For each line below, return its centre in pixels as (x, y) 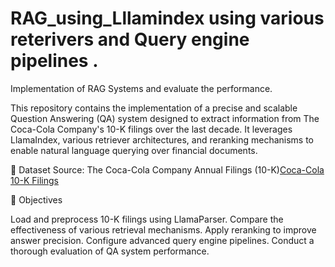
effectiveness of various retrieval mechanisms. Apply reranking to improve (163, 229)
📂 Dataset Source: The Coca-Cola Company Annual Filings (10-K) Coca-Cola (167, 169)
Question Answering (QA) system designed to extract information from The (165, 118)
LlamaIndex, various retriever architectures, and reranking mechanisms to (162, 139)
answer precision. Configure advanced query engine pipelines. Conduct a (162, 240)
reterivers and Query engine (130, 39)
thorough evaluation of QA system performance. (110, 251)
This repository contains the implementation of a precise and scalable (154, 108)
